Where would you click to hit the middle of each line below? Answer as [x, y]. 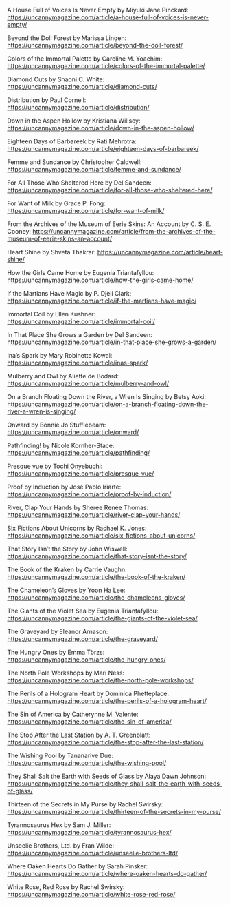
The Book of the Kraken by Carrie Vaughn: [67, 569]
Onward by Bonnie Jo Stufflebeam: [57, 425]
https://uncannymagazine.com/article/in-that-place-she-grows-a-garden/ [112, 342]
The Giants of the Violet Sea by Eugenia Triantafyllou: [83, 611]
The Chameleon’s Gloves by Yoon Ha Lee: [66, 590]
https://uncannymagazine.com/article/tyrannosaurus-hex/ [89, 832]
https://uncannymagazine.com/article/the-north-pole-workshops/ [100, 680]
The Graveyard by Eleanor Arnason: [58, 631]
